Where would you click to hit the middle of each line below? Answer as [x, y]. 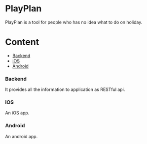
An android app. [21, 136]
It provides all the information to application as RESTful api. [65, 89]
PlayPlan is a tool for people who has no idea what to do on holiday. [74, 22]
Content [22, 42]
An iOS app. [17, 113]
